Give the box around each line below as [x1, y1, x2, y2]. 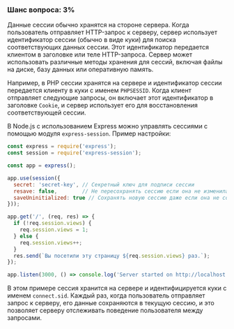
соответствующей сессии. [7, 108, 86, 117]
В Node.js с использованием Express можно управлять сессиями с [7, 122, 208, 131]
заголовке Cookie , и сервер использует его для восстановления [7, 101, 198, 110]
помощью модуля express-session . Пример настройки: [7, 129, 171, 138]
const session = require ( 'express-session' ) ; [7, 149, 141, 156]
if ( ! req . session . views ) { [13, 220, 92, 227]
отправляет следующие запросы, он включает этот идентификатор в [7, 94, 214, 102]
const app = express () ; [7, 162, 77, 169]
